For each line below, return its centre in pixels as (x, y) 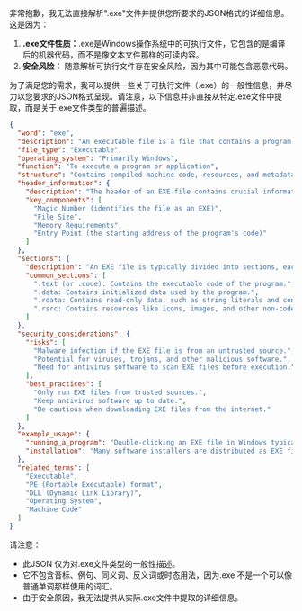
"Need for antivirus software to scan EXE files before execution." (164, 367)
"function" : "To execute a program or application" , (118, 166)
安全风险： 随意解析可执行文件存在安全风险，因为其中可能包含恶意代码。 (157, 66)
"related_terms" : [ (54, 467)
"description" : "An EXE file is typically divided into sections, (152, 267)
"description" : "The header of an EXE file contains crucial (142, 192)
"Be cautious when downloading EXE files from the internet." (152, 409)
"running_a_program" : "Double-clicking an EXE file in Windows (147, 443)
